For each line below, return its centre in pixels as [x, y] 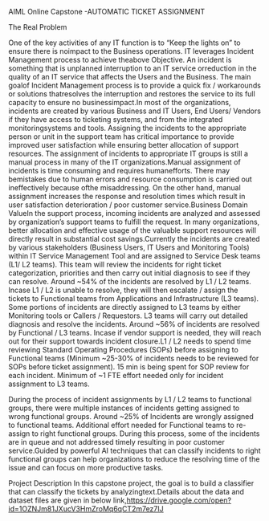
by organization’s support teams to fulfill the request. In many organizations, [134, 222]
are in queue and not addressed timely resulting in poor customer [116, 442]
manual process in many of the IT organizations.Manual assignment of [124, 162]
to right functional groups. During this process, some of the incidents [146, 433]
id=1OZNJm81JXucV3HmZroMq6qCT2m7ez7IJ [86, 509]
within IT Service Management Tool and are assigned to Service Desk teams [134, 256]
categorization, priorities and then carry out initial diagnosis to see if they [129, 273]
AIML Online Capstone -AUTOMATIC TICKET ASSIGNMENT [107, 12]
